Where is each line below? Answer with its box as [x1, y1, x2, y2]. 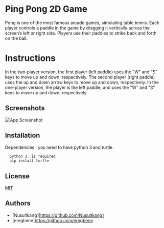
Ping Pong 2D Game [5, 3, 88, 15]
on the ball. [5, 35, 28, 41]
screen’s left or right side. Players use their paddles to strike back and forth [5, 30, 157, 36]
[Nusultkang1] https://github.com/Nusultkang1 [12, 212, 104, 218]
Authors [5, 199, 31, 207]
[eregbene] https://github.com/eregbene [12, 217, 93, 223]
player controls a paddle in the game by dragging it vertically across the [5, 25, 150, 30]
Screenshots [5, 104, 45, 113]
